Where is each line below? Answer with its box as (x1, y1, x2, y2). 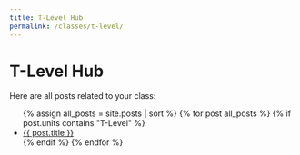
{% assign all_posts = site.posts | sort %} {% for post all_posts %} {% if (22, 108, 292, 119)
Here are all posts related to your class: (9, 91, 156, 102)
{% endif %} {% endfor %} (22, 137, 124, 148)
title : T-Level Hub (9, 13, 84, 23)
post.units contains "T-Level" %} (22, 118, 145, 129)
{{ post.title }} (22, 128, 75, 139)
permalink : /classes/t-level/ (9, 22, 125, 31)
